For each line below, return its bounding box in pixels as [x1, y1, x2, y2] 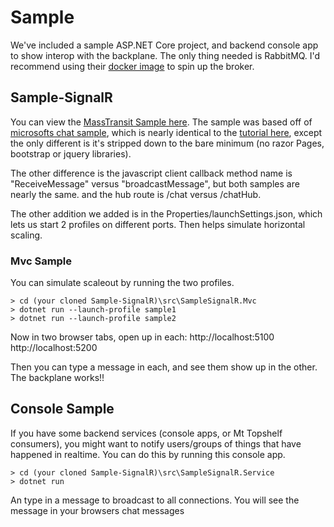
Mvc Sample [10, 254, 73, 268]
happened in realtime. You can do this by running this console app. [10, 448, 286, 460]
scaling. [10, 229, 43, 241]
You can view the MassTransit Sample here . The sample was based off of [10, 116, 313, 128]
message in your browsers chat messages [10, 504, 185, 516]
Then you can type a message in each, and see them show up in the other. [10, 361, 318, 373]
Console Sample [10, 401, 115, 418]
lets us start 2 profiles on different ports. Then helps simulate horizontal [10, 218, 306, 230]
